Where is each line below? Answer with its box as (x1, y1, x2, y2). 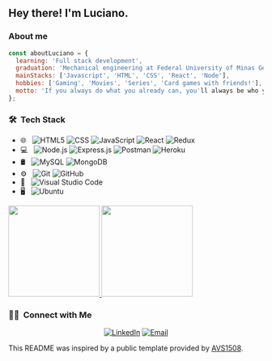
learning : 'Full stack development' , (15, 57, 143, 65)
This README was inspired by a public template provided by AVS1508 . (8, 343, 244, 353)
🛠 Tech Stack (8, 113, 66, 125)
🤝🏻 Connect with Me (8, 309, 92, 321)
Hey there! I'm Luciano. (8, 6, 129, 20)
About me (8, 31, 49, 42)
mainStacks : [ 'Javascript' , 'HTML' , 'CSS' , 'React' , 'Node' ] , (15, 72, 230, 80)
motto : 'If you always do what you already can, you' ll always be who (15, 87, 259, 96)
